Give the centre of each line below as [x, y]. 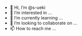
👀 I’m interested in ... [31, 13]
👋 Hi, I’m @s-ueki [28, 8]
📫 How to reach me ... [33, 28]
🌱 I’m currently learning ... [36, 18]
